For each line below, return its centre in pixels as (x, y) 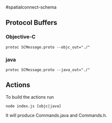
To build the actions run (30, 97)
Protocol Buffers (31, 23)
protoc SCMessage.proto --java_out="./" (48, 70)
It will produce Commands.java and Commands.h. (56, 115)
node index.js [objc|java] (33, 106)
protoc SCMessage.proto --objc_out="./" (48, 47)
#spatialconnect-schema (31, 7)
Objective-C (21, 37)
